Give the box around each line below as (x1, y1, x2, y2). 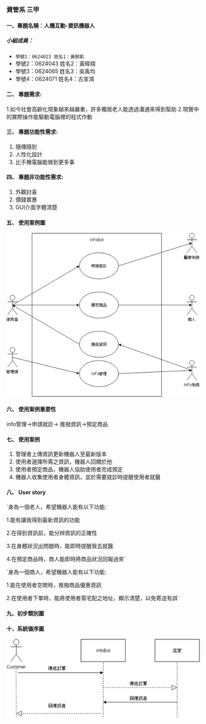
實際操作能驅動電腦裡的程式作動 (11, 113, 93, 120)
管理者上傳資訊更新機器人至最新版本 (15, 451, 107, 458)
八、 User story (6, 489, 46, 496)
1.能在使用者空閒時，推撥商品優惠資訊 (6, 581, 102, 589)
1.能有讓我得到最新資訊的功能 (6, 516, 80, 524)
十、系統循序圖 (6, 625, 44, 632)
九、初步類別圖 (6, 610, 44, 617)
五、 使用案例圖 (6, 219, 46, 226)
